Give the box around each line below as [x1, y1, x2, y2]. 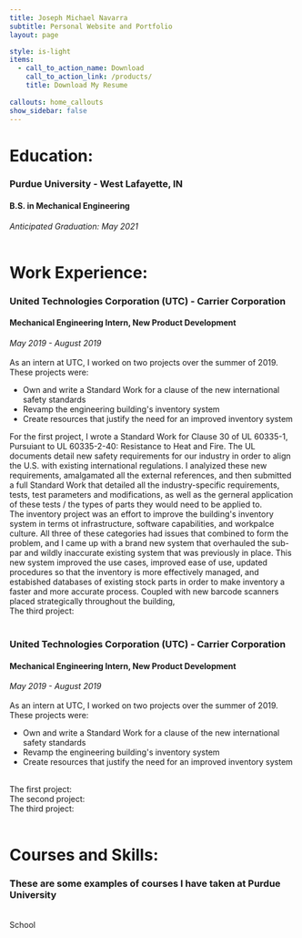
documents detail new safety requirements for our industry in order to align [9, 450, 291, 461]
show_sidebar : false [9, 106, 88, 115]
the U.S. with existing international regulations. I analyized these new [9, 460, 267, 470]
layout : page [9, 30, 59, 39]
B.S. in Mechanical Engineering [9, 201, 130, 211]
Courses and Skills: [9, 845, 159, 866]
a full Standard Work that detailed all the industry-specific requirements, [9, 479, 280, 490]
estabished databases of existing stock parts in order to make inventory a [9, 576, 285, 587]
